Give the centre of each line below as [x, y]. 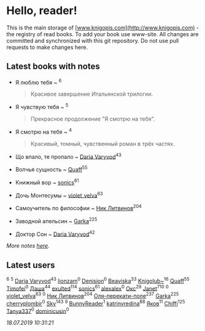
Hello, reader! [42, 11]
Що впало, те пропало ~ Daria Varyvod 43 [68, 156]
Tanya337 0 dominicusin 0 [38, 310]
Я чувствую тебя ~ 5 [42, 107]
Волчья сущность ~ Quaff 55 [51, 169]
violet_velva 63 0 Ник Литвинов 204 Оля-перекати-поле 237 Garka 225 [93, 295]
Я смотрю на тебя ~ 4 [44, 131]
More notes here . [28, 246]
